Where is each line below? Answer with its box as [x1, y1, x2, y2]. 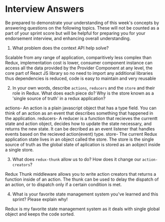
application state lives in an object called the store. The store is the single [5, 136, 154, 142]
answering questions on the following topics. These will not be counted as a [5, 25, 159, 31]
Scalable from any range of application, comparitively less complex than [5, 54, 152, 60]
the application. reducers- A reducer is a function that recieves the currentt [5, 115, 158, 121]
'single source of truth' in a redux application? [12, 95, 106, 101]
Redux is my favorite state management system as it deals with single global [5, 206, 160, 212]
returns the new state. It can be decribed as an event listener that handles [5, 126, 155, 131]
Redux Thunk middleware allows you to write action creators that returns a [5, 171, 157, 177]
